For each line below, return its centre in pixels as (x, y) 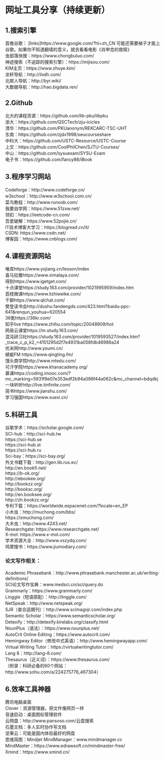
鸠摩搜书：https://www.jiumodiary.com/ (46, 547)
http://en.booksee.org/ (28, 494)
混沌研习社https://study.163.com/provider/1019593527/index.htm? (73, 337)
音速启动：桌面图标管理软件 (34, 714)
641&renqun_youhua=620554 (35, 312)
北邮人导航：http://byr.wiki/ (33, 81)
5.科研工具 (21, 415)
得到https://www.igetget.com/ (36, 281)
